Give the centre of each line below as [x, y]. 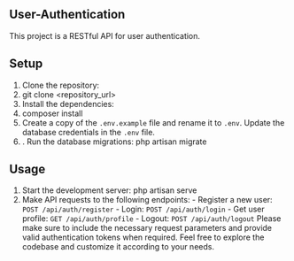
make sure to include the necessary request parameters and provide [147, 228]
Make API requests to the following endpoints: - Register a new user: [147, 200]
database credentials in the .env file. [88, 132]
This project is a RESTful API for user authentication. [105, 35]
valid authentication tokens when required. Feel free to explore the [143, 237]
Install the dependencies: [68, 104]
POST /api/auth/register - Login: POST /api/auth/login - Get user [143, 209]
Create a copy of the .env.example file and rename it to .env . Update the [153, 122]
